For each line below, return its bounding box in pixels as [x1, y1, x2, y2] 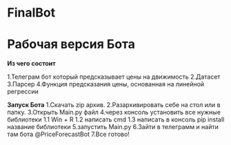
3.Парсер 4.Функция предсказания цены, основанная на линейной [7, 80, 205, 88]
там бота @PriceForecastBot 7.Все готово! [7, 130, 130, 139]
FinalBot [7, 5, 56, 21]
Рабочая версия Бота [7, 37, 136, 52]
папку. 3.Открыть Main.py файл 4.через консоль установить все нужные [7, 108, 221, 117]
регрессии [7, 88, 39, 96]
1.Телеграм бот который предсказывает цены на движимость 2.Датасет [7, 72, 221, 81]
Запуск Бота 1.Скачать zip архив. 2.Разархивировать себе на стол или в [7, 101, 221, 109]
